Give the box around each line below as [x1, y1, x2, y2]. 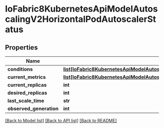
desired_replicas [7, 90, 47, 96]
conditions [7, 66, 33, 72]
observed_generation [7, 105, 59, 112]
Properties [5, 43, 38, 51]
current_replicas [7, 81, 47, 88]
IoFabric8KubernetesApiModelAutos [5, 3, 158, 15]
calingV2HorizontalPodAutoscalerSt [5, 14, 156, 25]
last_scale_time [7, 97, 44, 104]
